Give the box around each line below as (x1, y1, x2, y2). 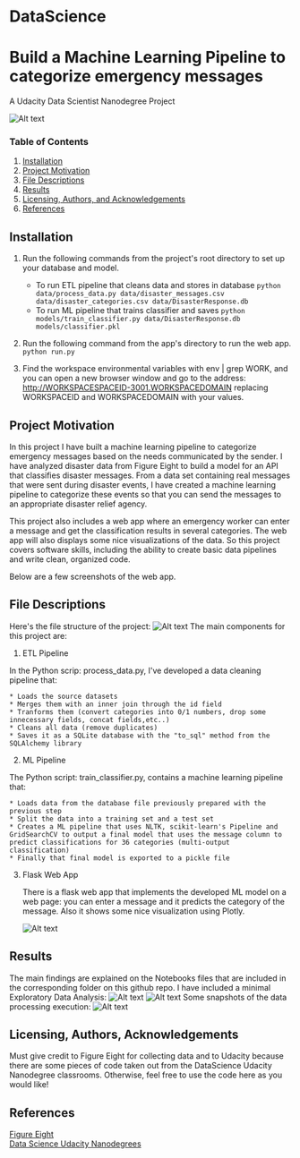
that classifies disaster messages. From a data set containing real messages (9, 470, 291, 481)
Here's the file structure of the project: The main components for (9, 620, 286, 632)
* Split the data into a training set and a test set (9, 814, 215, 823)
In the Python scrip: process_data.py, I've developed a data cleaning (9, 665, 261, 676)
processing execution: (9, 1000, 91, 1012)
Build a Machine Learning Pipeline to (9, 47, 287, 68)
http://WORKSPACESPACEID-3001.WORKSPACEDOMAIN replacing (21, 382, 269, 393)
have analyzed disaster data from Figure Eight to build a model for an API (9, 461, 279, 472)
